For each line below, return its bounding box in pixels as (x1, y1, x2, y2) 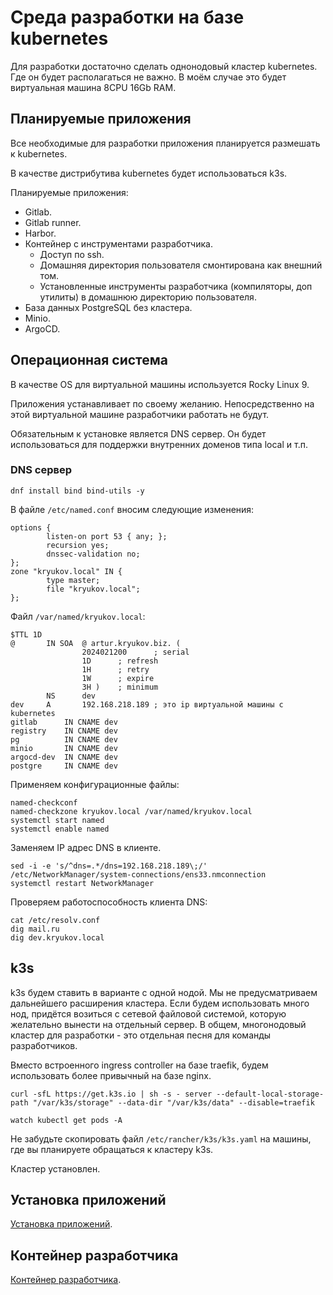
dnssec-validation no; (46, 549, 141, 559)
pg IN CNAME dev (10, 734, 118, 745)
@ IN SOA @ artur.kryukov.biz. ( (10, 638, 182, 648)
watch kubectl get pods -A (10, 1115, 123, 1125)
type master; (46, 575, 101, 585)
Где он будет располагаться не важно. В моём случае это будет (10, 71, 287, 83)
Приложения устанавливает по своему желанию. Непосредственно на (10, 397, 315, 410)
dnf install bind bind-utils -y (10, 486, 145, 496)
